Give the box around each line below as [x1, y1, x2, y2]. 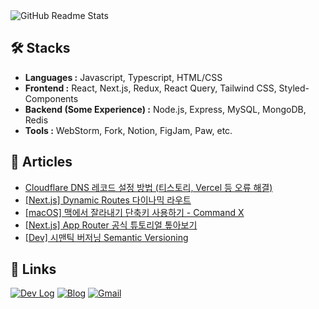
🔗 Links [10, 261, 57, 278]
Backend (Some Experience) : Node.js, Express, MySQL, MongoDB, [24, 103, 307, 115]
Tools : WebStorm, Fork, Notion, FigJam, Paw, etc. [24, 124, 233, 136]
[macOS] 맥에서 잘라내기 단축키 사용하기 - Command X [24, 206, 245, 218]
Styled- [278, 82, 310, 94]
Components [24, 92, 79, 104]
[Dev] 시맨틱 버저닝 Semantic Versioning [24, 231, 189, 243]
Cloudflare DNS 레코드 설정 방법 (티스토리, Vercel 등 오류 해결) [24, 181, 273, 193]
